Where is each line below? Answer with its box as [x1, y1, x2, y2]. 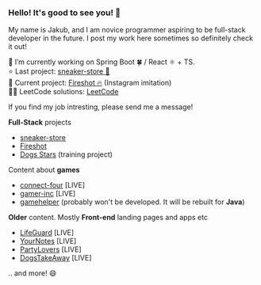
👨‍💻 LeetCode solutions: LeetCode [8, 87, 119, 97]
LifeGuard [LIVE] [19, 228, 75, 237]
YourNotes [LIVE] [19, 237, 77, 246]
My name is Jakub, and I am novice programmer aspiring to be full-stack [8, 25, 246, 35]
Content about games [8, 165, 80, 175]
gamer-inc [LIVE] [19, 189, 76, 199]
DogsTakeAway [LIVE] [19, 253, 92, 263]
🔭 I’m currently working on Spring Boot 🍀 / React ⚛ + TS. [8, 57, 196, 66]
